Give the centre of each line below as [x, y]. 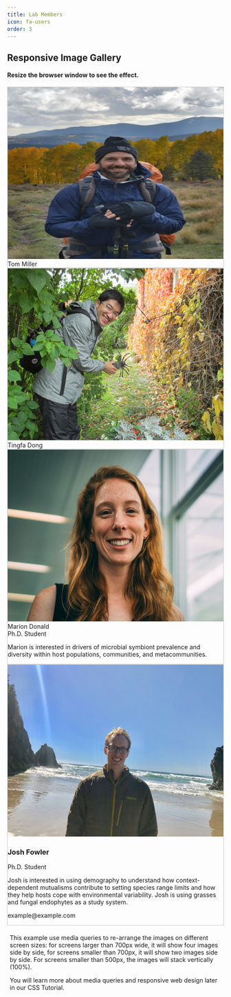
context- [188, 880]
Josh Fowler [29, 852]
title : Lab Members [35, 14]
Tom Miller [23, 264]
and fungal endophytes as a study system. [68, 902]
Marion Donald [29, 626]
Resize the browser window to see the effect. [73, 75]
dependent [23, 888]
